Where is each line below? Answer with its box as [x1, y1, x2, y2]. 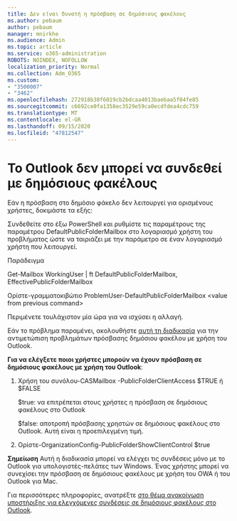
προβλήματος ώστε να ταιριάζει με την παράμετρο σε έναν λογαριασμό [7, 235, 223, 244]
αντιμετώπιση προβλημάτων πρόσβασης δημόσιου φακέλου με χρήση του [7, 334, 228, 343]
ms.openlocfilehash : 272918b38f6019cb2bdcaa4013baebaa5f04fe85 [7, 97, 199, 104]
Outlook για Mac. [7, 477, 58, 485]
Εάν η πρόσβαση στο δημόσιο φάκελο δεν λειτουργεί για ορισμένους [7, 198, 214, 207]
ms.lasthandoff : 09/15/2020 [7, 122, 91, 130]
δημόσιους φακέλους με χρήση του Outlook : [7, 363, 144, 372]
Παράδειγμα [7, 257, 45, 265]
